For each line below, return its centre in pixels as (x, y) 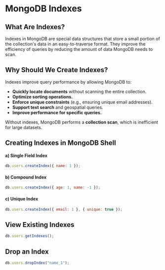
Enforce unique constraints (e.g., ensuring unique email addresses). (82, 102)
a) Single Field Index (26, 155)
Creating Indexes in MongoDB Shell (61, 143)
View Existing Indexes (40, 225)
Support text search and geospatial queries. (58, 107)
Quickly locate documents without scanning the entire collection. (79, 91)
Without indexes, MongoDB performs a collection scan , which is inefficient (82, 122)
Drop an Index (27, 251)
